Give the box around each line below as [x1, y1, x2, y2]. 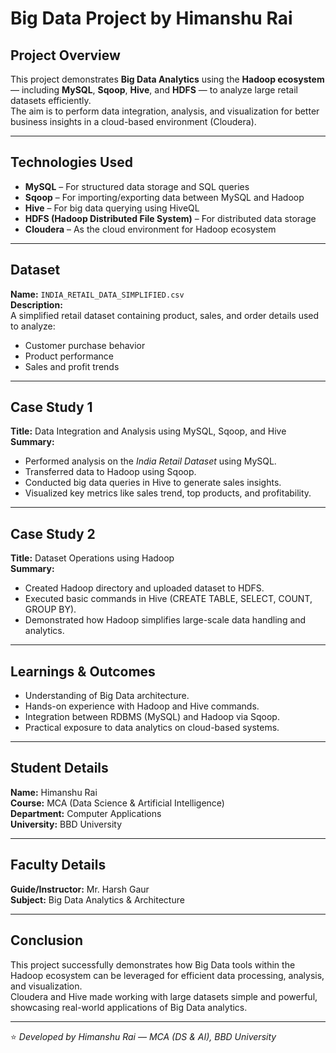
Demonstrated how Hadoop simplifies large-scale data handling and [24, 614, 307, 626]
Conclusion [10, 932, 84, 949]
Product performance [24, 350, 114, 362]
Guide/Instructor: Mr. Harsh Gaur [10, 883, 150, 895]
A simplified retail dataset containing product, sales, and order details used [10, 309, 320, 321]
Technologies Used [10, 154, 133, 171]
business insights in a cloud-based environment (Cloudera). [10, 116, 257, 127]
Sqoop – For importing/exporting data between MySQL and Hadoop [24, 191, 305, 203]
